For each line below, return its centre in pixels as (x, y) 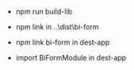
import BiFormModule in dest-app (71, 58)
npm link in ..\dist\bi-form (57, 27)
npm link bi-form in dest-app (63, 42)
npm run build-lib (44, 12)
